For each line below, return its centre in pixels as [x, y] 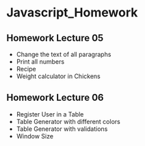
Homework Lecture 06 [55, 98]
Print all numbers [40, 62]
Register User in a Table [50, 114]
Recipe [26, 69]
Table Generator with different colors [68, 121]
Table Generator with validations [62, 129]
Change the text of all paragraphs [64, 54]
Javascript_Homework [72, 13]
